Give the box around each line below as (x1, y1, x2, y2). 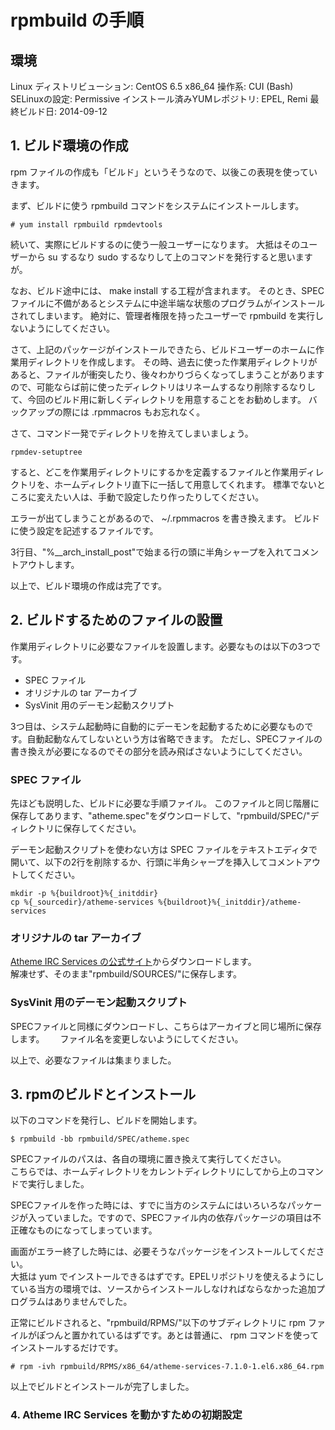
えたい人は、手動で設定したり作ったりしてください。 (44, 491, 265, 503)
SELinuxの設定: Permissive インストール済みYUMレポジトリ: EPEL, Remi (10, 93, 308, 105)
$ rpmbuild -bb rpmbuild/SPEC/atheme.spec (10, 1134, 190, 1145)
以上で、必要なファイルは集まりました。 (10, 1054, 177, 1066)
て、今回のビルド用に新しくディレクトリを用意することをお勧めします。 (10, 393, 307, 405)
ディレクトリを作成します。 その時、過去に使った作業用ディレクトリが (27, 356, 318, 368)
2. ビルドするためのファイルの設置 (10, 612, 223, 629)
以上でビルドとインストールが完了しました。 (10, 1381, 195, 1393)
